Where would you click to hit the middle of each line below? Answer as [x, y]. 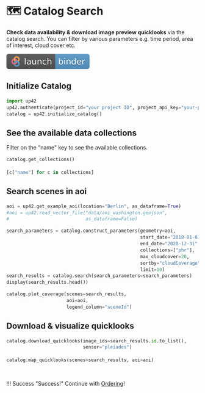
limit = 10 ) [153, 269]
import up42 [21, 101]
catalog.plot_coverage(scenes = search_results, [67, 294]
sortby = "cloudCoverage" [170, 263]
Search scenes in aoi [47, 191]
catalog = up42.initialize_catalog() [54, 114]
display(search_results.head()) [47, 283]
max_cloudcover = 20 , [165, 256]
